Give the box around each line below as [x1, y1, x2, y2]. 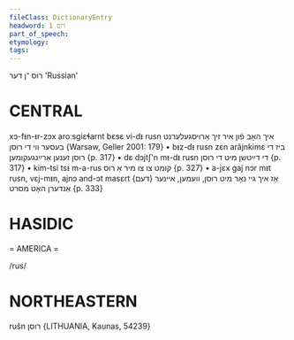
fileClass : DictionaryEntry [9, 12, 113, 22]
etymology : [9, 37, 49, 47]
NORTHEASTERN [9, 291, 138, 312]
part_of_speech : [9, 29, 69, 38]
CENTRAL [9, 101, 83, 121]
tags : [9, 46, 29, 55]
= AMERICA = [9, 243, 59, 253]
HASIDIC [9, 214, 74, 235]
